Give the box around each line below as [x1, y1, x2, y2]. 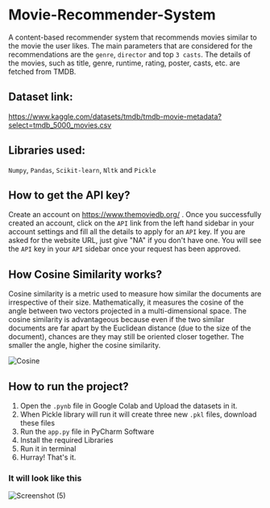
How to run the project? [8, 380, 129, 393]
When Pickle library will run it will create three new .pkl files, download [19, 409, 257, 419]
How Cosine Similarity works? [8, 267, 163, 281]
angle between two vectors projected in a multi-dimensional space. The [8, 306, 247, 316]
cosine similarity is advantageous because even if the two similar [8, 315, 225, 325]
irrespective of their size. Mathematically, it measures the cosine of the [8, 297, 244, 308]
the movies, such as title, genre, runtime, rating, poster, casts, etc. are [8, 58, 240, 68]
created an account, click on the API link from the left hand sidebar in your [8, 218, 255, 228]
